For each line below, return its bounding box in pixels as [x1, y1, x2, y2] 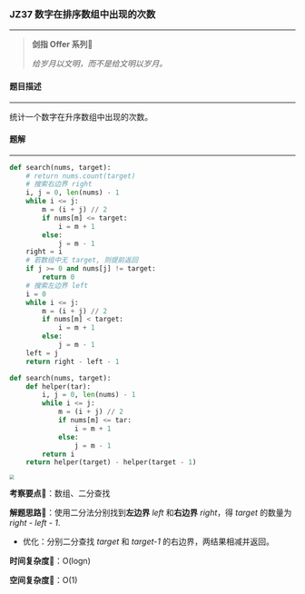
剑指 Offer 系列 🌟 [31, 39, 93, 50]
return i [42, 450, 75, 459]
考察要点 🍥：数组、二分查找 [9, 488, 111, 499]
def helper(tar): [25, 381, 92, 391]
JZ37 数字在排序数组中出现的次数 [9, 7, 156, 20]
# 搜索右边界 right [25, 180, 93, 189]
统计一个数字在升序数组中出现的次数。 [9, 111, 152, 122]
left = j [25, 348, 59, 358]
